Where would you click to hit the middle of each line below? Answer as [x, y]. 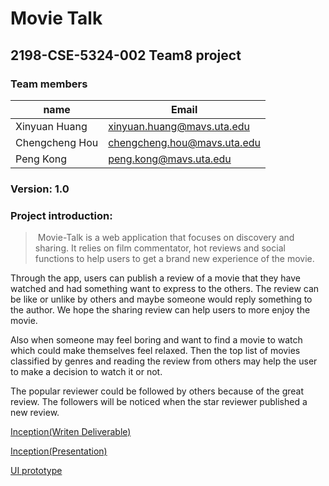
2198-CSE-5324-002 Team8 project [126, 55]
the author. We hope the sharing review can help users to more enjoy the [160, 310]
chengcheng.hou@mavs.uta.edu [184, 142]
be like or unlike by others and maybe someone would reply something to [161, 299]
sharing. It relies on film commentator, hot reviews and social [160, 248]
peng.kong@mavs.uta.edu [170, 159]
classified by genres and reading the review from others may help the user [164, 361]
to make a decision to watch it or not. [86, 372]
